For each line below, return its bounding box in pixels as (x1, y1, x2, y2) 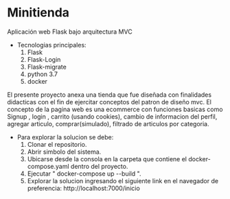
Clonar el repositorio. (27, 140, 87, 148)
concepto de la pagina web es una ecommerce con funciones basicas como (7, 105, 223, 113)
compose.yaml (27, 162, 70, 170)
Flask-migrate (27, 62, 67, 71)
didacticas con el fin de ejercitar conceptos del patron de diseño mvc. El (7, 97, 211, 106)
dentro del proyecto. (71, 162, 128, 170)
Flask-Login (27, 55, 61, 63)
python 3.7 (27, 70, 58, 78)
